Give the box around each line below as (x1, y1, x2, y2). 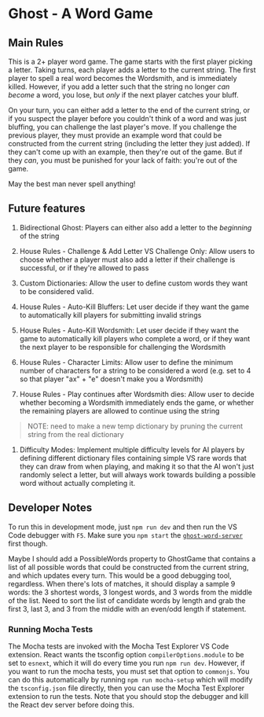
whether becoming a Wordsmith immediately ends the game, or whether (19, 398, 254, 407)
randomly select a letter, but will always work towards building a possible (19, 469, 256, 480)
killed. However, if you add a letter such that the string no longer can (8, 82, 230, 91)
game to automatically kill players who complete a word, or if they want (19, 333, 251, 343)
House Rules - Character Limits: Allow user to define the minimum (19, 357, 233, 366)
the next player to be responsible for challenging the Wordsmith (19, 342, 226, 351)
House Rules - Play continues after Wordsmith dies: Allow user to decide (19, 389, 255, 399)
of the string (19, 231, 60, 241)
